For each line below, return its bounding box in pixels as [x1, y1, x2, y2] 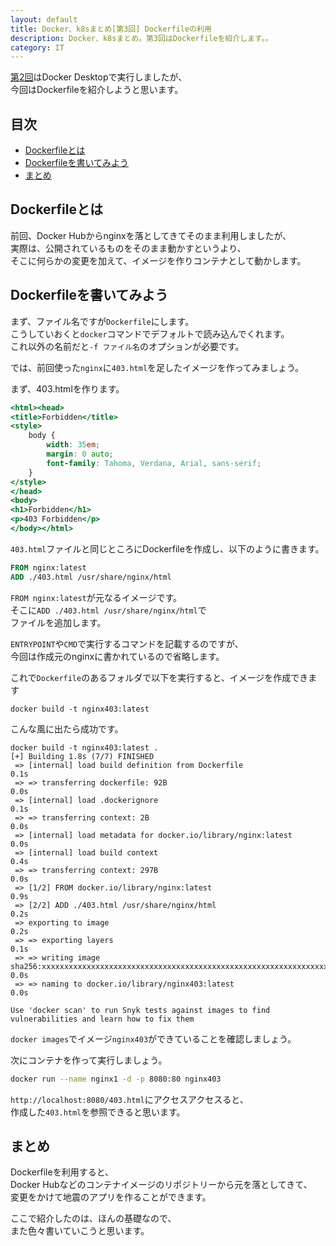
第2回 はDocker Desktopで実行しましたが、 [10, 71, 188, 83]
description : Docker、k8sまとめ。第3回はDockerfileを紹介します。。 [10, 33, 273, 43]
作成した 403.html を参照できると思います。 [10, 1106, 186, 1118]
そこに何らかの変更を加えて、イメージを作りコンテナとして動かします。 [10, 254, 307, 266]
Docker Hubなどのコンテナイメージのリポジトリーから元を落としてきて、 [10, 1179, 313, 1191]
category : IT [10, 42, 65, 53]
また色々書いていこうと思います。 [10, 1225, 150, 1237]
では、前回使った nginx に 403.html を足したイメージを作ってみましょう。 [10, 361, 305, 373]
